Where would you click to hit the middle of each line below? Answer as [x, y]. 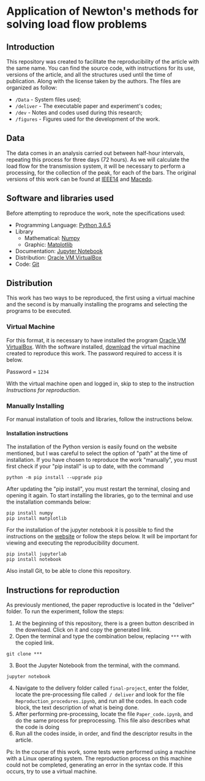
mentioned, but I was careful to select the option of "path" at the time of [97, 453]
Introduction [31, 47]
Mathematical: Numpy [52, 238]
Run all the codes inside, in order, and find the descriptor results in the [104, 734]
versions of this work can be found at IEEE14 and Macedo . [80, 179]
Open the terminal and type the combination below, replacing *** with [103, 636]
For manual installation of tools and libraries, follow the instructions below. [100, 419]
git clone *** [24, 654]
